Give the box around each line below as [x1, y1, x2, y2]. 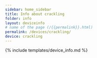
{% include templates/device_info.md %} [5, 47, 88, 53]
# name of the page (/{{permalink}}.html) [5, 25, 93, 30]
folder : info [5, 16, 32, 21]
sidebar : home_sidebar [5, 7, 51, 12]
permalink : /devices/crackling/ [5, 29, 71, 34]
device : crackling [5, 34, 43, 39]
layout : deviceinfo [5, 20, 45, 26]
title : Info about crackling [5, 12, 65, 16]
